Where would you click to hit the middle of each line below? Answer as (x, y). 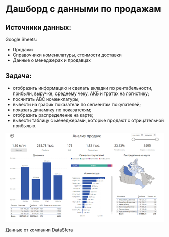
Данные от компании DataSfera (39, 230)
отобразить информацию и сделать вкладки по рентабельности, (82, 88)
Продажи (23, 49)
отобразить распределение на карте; (53, 115)
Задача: (18, 76)
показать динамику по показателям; (52, 110)
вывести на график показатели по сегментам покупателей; (77, 104)
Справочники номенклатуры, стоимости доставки (67, 55)
